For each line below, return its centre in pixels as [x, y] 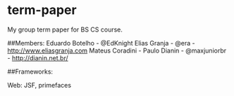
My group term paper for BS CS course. [65, 29]
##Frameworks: [30, 71]
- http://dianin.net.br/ [38, 57]
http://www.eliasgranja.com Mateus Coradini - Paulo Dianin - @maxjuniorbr [117, 50]
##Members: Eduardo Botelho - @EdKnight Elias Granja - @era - [101, 43]
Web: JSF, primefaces [39, 85]
